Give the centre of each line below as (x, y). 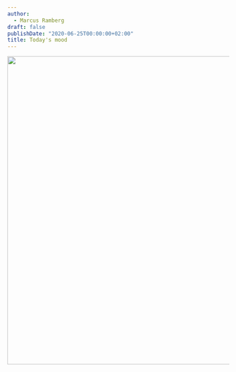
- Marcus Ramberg (39, 20)
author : (19, 14)
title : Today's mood (38, 40)
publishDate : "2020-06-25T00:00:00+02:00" (70, 33)
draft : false (26, 27)
